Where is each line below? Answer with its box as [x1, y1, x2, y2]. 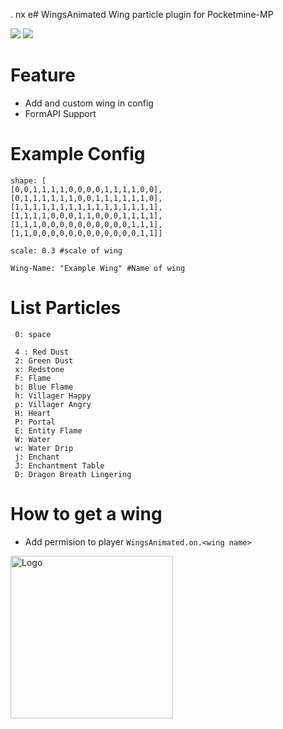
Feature [10, 64, 76, 87]
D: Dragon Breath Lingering [14, 469, 132, 479]
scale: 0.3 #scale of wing [10, 245, 123, 256]
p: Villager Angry [14, 399, 92, 409]
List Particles [10, 297, 122, 319]
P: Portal [14, 417, 56, 427]
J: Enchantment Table [14, 460, 105, 471]
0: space [14, 329, 52, 339]
